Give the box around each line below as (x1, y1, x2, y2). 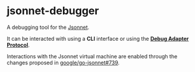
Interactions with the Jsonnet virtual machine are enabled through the (7, 53, 178, 60)
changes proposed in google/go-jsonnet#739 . (7, 59, 120, 66)
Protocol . (7, 41, 30, 48)
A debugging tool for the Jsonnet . (7, 24, 90, 31)
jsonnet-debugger (7, 4, 99, 18)
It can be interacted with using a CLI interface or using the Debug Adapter (7, 35, 189, 42)
